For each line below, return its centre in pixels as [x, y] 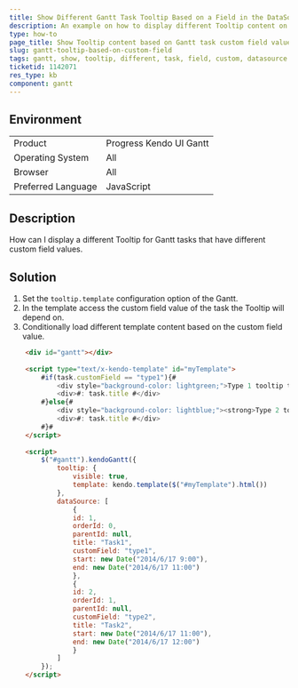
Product [30, 143]
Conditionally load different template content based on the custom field [152, 327]
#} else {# [57, 402]
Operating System [51, 158]
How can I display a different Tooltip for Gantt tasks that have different [137, 240]
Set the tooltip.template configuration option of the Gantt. [130, 299]
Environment [46, 120]
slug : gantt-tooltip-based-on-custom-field [91, 51]
